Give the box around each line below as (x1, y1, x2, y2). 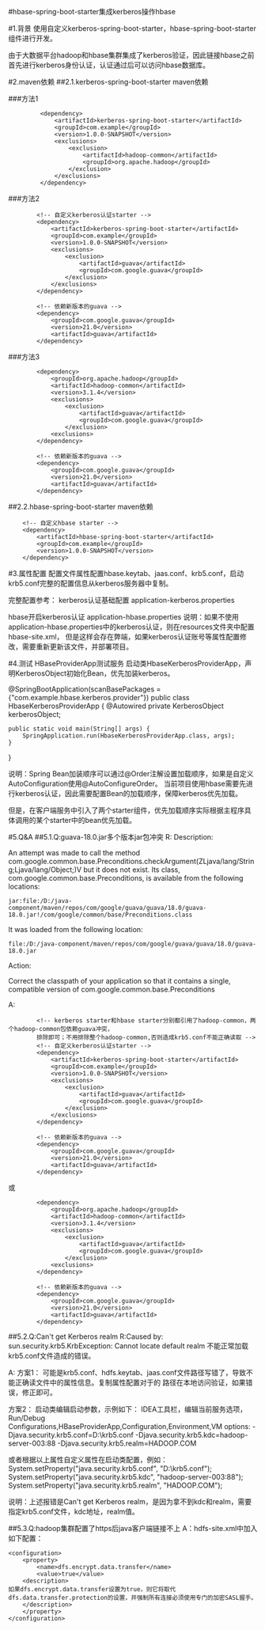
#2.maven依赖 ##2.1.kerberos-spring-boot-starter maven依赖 (8, 78, 209, 86)
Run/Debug (8, 1413, 46, 1423)
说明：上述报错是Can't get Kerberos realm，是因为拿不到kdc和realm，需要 (8, 1497, 252, 1506)
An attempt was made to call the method (8, 848, 141, 857)
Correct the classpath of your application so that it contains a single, (8, 976, 231, 985)
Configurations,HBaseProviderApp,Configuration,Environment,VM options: (8, 1422, 251, 1431)
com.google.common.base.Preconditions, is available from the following (8, 874, 244, 882)
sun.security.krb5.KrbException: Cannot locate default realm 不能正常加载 (8, 1341, 249, 1351)
